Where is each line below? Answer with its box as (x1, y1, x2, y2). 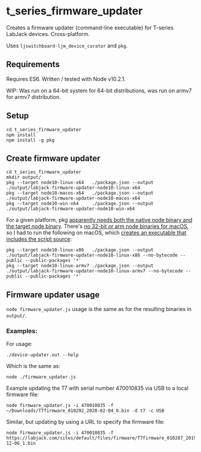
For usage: (6, 340, 33, 348)
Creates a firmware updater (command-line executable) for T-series (6, 24, 174, 31)
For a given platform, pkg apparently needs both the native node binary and (6, 216, 193, 224)
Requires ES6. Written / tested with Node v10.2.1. (6, 75, 126, 82)
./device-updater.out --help (6, 352, 79, 358)
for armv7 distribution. (6, 93, 61, 100)
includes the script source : (6, 236, 72, 243)
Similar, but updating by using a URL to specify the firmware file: (6, 418, 165, 426)
